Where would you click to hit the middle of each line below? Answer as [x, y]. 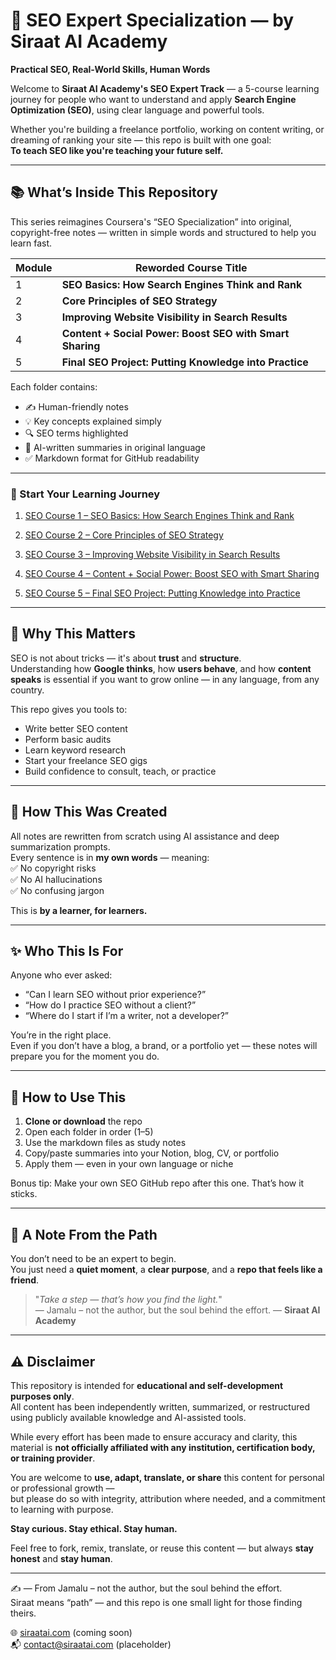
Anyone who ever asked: [61, 975]
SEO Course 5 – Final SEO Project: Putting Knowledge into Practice [162, 593]
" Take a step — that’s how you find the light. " [128, 1300]
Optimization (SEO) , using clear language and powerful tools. [137, 110]
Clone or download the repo [83, 1121]
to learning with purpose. [62, 1509]
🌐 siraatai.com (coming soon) [71, 1632]
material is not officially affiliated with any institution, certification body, [163, 1447]
